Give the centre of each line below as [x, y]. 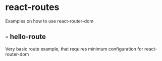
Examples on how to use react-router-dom [49, 21]
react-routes [32, 7]
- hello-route [26, 37]
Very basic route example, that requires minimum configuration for [74, 48]
